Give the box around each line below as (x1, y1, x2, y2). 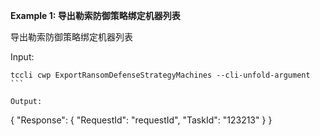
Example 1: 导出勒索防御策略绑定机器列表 (10, 10, 181, 21)
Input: (10, 51, 35, 63)
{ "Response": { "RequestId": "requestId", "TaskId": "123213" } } (10, 114, 273, 126)
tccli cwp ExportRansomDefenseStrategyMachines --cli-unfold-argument (10, 70, 311, 80)
